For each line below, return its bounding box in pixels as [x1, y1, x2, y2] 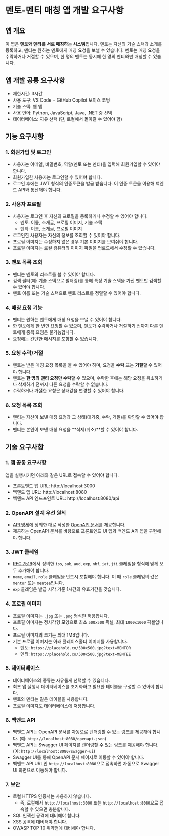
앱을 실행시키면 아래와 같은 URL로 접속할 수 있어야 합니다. [5, 472, 119, 478]
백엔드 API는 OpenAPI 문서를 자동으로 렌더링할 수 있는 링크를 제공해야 [12, 729, 152, 735]
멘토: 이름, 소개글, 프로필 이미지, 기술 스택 [20, 219, 103, 225]
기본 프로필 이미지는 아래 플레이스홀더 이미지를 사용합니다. [12, 638, 128, 644]
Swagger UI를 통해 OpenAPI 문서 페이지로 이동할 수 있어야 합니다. [12, 754, 145, 760]
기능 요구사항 [5, 132, 44, 141]
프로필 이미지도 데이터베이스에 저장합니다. [12, 703, 96, 709]
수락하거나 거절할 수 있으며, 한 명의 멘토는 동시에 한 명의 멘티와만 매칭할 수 [5, 54, 152, 59]
